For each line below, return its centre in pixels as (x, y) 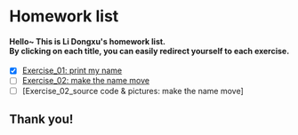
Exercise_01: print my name (72, 71)
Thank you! (41, 119)
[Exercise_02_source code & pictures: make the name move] (133, 91)
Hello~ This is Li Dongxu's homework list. (88, 41)
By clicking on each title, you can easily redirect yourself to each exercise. (149, 51)
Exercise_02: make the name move (85, 81)
